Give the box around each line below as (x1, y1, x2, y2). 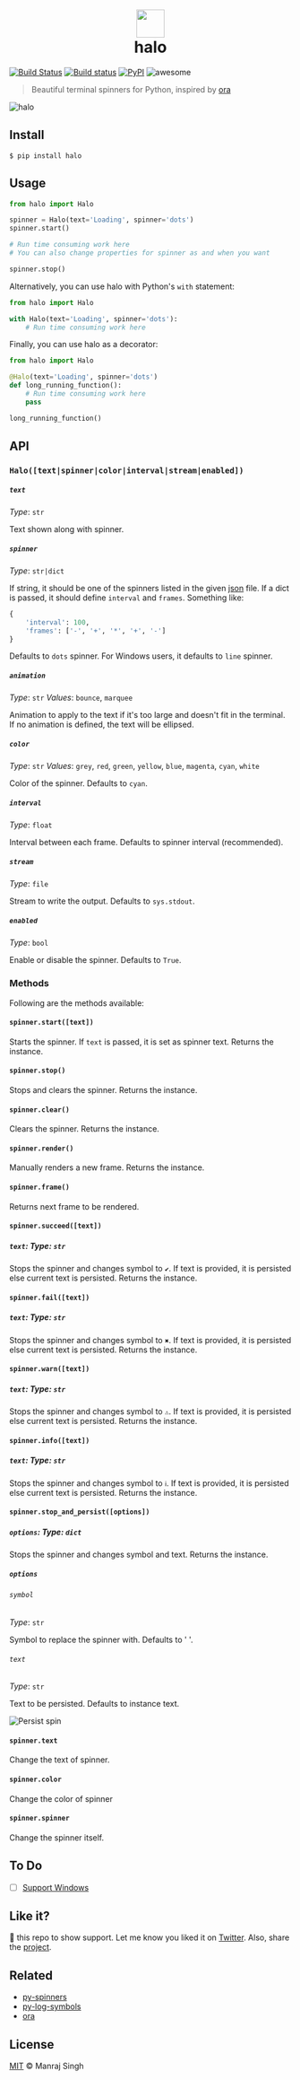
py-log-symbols (21, 2001, 81, 2012)
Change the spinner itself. (9, 1831, 105, 1843)
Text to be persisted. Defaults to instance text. (9, 1699, 180, 1709)
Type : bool (9, 938, 49, 948)
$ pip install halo (9, 151, 82, 161)
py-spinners (21, 1992, 67, 2003)
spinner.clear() (9, 1105, 70, 1114)
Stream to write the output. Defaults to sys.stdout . (9, 896, 195, 906)
